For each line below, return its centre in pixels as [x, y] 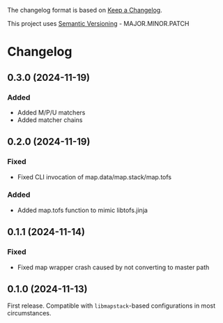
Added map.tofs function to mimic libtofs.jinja [83, 210]
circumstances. [29, 313]
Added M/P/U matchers [51, 112]
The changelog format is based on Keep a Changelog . [85, 10]
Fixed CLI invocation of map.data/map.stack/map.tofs [94, 176]
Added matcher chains [50, 120]
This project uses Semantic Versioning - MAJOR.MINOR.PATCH [98, 23]
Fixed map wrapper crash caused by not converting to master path [113, 267]
